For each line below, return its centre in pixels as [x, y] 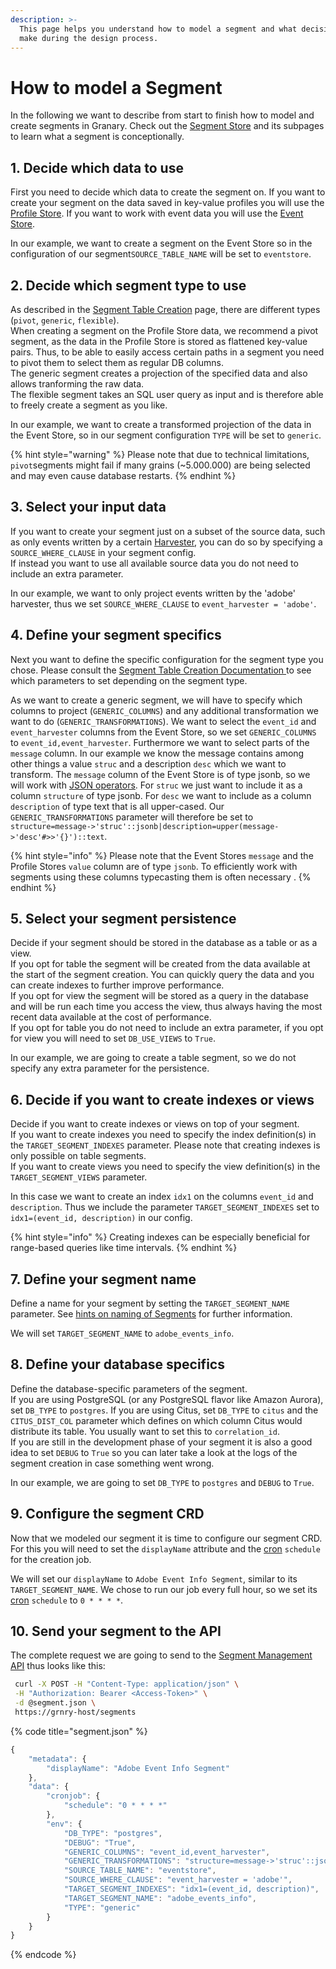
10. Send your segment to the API [116, 1631]
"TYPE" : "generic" [102, 1907]
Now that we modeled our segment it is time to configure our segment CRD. [166, 1538]
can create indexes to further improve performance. [117, 985]
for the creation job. [51, 1559]
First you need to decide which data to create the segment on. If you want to [168, 192]
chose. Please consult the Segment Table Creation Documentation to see [161, 670]
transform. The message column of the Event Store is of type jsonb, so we [160, 774]
